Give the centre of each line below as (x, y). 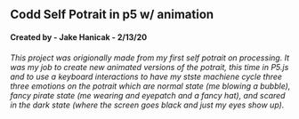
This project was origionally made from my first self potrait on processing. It (150, 58)
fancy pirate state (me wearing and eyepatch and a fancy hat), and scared (148, 95)
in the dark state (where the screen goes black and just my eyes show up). (147, 105)
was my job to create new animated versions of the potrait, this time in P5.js (149, 67)
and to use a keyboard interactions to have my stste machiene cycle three (146, 76)
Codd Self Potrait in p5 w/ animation (112, 15)
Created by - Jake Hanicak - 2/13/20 (79, 37)
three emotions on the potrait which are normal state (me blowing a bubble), (150, 86)
